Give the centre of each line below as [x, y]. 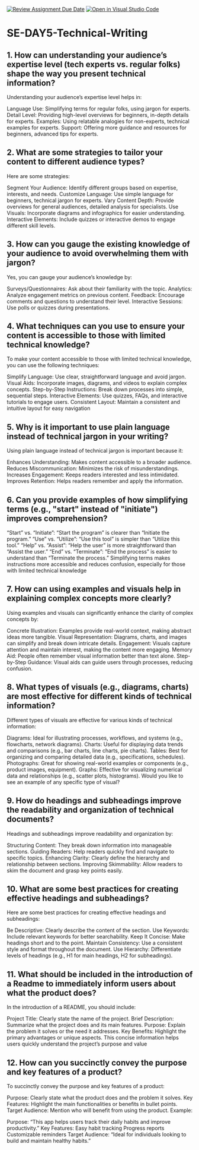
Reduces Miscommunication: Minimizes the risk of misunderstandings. [93, 469]
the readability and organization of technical [90, 810]
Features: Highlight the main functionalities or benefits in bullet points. [92, 1104]
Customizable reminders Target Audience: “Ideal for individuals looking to [97, 1134]
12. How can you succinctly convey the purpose [97, 1062]
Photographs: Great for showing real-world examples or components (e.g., [98, 763]
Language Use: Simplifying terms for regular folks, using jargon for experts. [99, 109]
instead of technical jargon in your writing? [88, 436]
